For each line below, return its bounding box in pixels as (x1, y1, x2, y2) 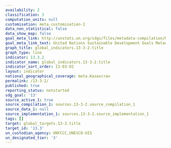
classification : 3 (5, 12, 44, 17)
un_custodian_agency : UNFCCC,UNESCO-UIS (5, 130, 93, 135)
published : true (5, 83, 40, 88)
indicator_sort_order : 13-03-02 (5, 64, 74, 69)
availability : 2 (5, 7, 40, 13)
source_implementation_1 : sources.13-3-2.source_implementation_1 (5, 111, 149, 117)
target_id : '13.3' (5, 126, 44, 131)
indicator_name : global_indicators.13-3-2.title (5, 60, 110, 65)
